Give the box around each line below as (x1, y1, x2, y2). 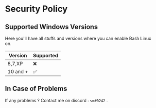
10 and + (7, 68, 28, 75)
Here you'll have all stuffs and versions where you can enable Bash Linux (5, 35, 152, 41)
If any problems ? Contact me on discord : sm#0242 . (5, 97, 108, 103)
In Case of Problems (5, 85, 68, 93)
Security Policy (5, 3, 68, 15)
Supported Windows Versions (5, 23, 98, 31)
